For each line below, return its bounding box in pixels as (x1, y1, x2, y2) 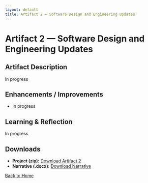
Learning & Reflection (5, 118, 73, 126)
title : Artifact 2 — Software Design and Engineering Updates (5, 12, 135, 17)
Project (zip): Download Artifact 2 (12, 158, 81, 164)
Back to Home (5, 173, 34, 179)
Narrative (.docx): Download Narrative (12, 163, 91, 169)
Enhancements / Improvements (5, 90, 103, 98)
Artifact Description (5, 63, 67, 71)
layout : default (5, 7, 38, 12)
